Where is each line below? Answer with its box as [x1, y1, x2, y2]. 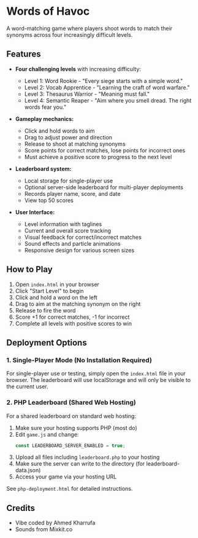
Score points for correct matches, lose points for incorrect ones [24, 146, 186, 154]
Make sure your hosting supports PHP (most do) [15, 424, 138, 431]
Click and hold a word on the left [15, 294, 97, 301]
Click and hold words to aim [24, 127, 95, 134]
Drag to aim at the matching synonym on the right [15, 300, 141, 308]
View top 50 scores [24, 197, 74, 204]
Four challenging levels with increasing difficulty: [15, 65, 141, 72]
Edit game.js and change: [15, 431, 79, 438]
